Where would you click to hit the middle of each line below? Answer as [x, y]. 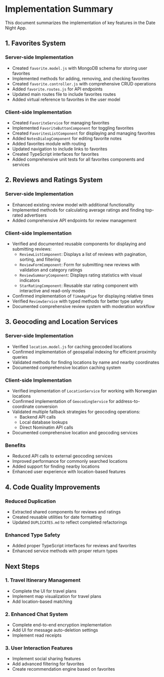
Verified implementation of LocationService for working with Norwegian [85, 391]
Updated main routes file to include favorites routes [64, 94]
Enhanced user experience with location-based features [69, 472]
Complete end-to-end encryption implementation [62, 625]
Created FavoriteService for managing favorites [61, 123]
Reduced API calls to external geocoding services [62, 456]
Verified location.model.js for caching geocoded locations [72, 346]
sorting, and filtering [40, 259]
